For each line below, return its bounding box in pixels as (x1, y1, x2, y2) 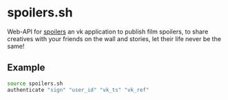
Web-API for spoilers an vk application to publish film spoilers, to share (7, 27, 209, 36)
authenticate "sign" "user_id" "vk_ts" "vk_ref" (7, 86, 149, 93)
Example (7, 62, 45, 73)
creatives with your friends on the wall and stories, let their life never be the (7, 34, 222, 42)
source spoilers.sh (7, 80, 63, 87)
